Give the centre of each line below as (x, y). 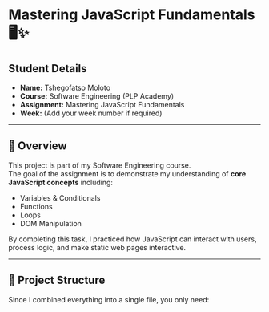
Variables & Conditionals (60, 197)
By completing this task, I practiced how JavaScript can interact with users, (132, 239)
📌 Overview (38, 146)
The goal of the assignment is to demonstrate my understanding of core (127, 173)
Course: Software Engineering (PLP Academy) (97, 96)
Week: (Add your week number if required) (91, 113)
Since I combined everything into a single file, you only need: (109, 299)
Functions (36, 206)
